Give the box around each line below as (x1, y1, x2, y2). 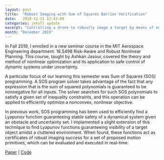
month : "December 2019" (5, 30, 54, 35)
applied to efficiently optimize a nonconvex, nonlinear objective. (5, 100, 134, 105)
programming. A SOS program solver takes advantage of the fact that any (5, 79, 153, 84)
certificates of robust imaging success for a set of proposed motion (5, 135, 141, 140)
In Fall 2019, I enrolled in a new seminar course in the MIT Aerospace (5, 43, 144, 49)
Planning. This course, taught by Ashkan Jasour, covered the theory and (5, 54, 151, 59)
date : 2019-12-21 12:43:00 (5, 16, 64, 21)
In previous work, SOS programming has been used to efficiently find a (5, 109, 148, 115)
